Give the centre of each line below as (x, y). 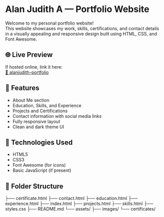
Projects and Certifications (40, 111)
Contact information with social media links (57, 116)
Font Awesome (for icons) (39, 165)
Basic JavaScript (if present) (42, 170)
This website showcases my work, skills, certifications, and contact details (82, 28)
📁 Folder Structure (34, 186)
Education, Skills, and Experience (47, 105)
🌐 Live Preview (29, 55)
